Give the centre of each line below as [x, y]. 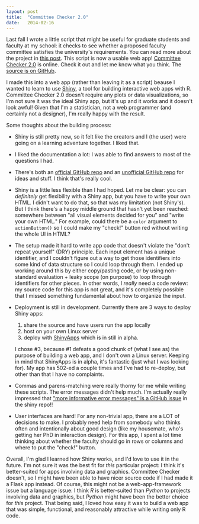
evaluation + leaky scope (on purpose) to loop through [104, 277]
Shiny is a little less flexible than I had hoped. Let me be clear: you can [100, 190]
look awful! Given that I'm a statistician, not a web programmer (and [89, 108]
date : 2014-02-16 [30, 22]
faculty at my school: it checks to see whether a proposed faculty [86, 46]
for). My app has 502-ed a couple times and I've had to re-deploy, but [100, 368]
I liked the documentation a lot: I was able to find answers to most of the [103, 155]
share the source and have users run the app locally [87, 325]
